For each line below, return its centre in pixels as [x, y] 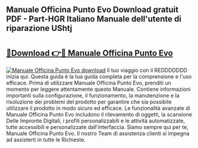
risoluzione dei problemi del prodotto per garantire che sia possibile [89, 102]
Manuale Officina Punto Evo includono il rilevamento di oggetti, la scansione [99, 114]
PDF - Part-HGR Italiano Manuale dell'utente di [94, 19]
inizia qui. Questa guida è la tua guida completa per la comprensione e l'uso [99, 76]
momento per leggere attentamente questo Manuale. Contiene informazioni [98, 89]
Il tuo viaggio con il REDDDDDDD [147, 70]
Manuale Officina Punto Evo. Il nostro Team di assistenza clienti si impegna [98, 133]
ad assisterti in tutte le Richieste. [46, 140]
